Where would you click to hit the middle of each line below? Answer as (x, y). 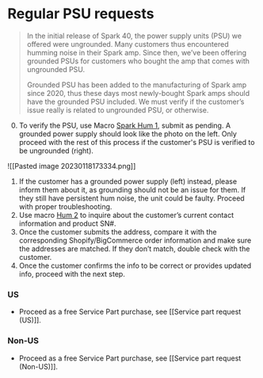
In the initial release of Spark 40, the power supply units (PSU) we (134, 36)
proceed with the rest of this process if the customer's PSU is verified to (137, 142)
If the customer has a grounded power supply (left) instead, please (128, 181)
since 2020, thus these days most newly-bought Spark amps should (138, 93)
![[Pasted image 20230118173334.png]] (72, 166)
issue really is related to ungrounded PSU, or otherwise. (118, 110)
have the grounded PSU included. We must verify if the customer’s (135, 101)
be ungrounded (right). (56, 151)
